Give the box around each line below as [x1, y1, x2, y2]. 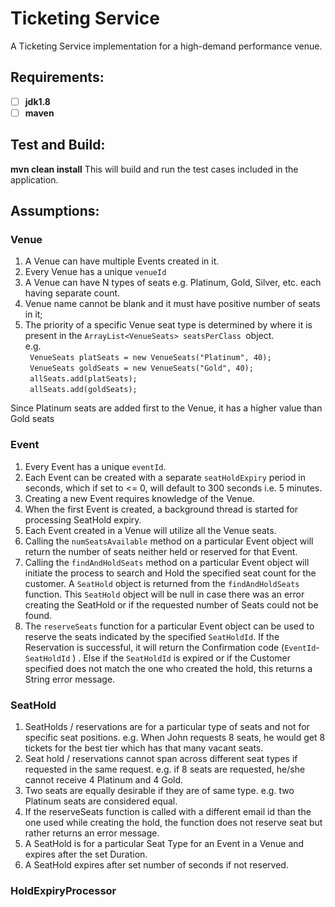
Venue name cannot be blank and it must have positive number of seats [24, 298, 321, 310]
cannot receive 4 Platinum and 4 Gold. [24, 773, 184, 786]
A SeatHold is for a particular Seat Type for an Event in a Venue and [24, 837, 305, 849]
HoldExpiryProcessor [10, 883, 117, 897]
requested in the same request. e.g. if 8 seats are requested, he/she [24, 763, 306, 775]
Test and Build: [10, 137, 106, 154]
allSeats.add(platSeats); [29, 374, 138, 384]
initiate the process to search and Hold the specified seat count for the [24, 567, 317, 579]
